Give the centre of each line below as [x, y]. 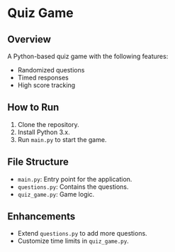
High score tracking [46, 85]
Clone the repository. [48, 124]
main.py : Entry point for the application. [75, 179]
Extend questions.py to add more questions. [82, 234]
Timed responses [43, 77]
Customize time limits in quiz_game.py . [73, 241]
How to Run [33, 108]
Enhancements [41, 217]
